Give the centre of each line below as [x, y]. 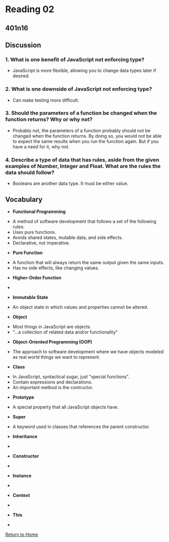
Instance [22, 475]
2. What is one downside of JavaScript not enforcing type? [79, 89]
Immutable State [30, 297]
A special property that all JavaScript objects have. [65, 407]
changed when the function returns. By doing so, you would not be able [87, 136]
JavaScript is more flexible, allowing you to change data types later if [84, 71]
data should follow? [30, 172]
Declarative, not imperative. [41, 243]
